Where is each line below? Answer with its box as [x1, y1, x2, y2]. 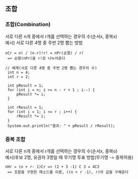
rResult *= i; [16, 113, 46, 118]
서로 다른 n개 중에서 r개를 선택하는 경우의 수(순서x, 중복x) [5, 33, 117, 39]
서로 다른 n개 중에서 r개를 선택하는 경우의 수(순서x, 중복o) [5, 148, 117, 154]
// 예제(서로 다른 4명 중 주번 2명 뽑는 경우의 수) [5, 65, 97, 70]
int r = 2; [7, 74, 30, 79]
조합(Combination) [5, 21, 51, 28]
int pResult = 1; [7, 83, 43, 88]
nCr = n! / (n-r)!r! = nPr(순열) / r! [5, 50, 84, 55]
